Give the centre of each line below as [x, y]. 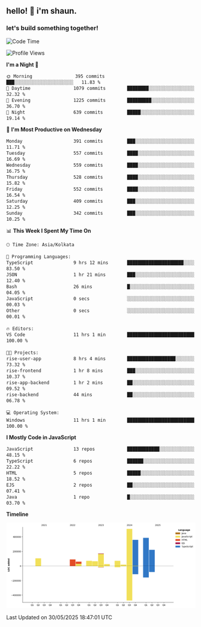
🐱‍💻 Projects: [22, 352]
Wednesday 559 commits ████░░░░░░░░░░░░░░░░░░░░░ [100, 165]
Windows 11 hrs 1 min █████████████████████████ [100, 420]
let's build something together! [52, 28]
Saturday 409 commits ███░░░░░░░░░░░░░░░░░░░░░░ [100, 201]
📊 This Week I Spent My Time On [49, 230]
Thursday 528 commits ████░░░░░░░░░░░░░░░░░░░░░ [100, 177]
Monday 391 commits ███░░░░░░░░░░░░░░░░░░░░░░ [100, 141]
